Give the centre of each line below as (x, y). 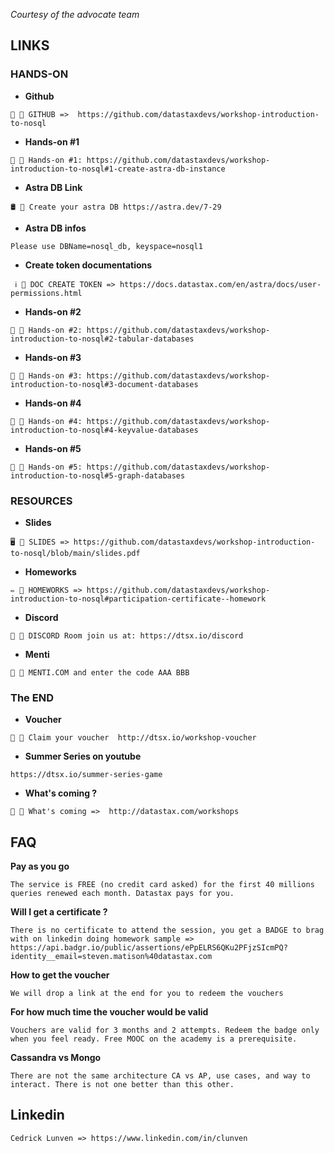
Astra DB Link (53, 187)
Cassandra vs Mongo (56, 1058)
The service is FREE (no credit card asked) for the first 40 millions (162, 885)
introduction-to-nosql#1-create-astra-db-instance (118, 169)
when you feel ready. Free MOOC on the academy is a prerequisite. (154, 1039)
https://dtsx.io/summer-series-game (86, 775)
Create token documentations (88, 265)
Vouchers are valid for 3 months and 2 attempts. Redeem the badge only (165, 1030)
